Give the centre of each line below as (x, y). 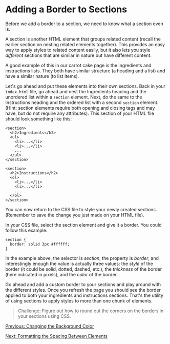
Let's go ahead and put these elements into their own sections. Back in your (85, 86)
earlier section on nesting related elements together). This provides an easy (85, 44)
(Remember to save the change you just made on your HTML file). (75, 215)
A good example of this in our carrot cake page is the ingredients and (78, 65)
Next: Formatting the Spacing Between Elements (56, 336)
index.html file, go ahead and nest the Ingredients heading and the (76, 91)
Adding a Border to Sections (66, 9)
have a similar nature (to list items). (42, 76)
